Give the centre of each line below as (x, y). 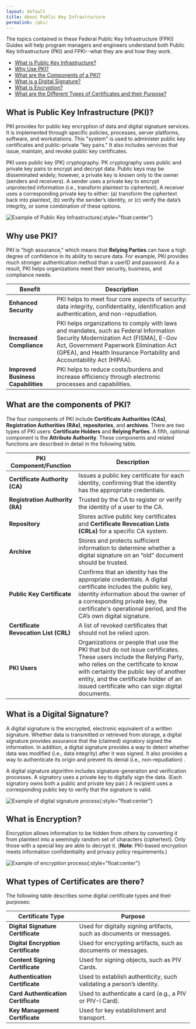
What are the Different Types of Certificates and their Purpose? (90, 94)
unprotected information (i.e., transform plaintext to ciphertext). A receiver (95, 187)
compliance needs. (29, 275)
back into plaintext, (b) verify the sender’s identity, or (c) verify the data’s (93, 200)
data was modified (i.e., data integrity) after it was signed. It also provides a (97, 753)
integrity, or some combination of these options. (64, 206)
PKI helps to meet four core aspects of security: (122, 299)
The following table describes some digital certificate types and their (89, 896)
